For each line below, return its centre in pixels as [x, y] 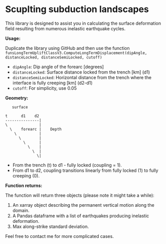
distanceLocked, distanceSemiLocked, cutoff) [54, 57]
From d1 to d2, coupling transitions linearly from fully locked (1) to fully [85, 170]
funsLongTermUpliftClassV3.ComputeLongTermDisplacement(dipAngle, [76, 53]
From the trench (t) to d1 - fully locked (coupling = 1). [67, 165]
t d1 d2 [22, 116]
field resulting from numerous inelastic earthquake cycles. [65, 28]
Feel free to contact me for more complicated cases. [60, 236]
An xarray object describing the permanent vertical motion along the [83, 205]
